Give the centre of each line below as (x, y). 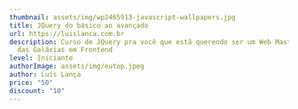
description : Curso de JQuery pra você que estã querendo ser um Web (141, 42)
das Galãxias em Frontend (65, 50)
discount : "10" (37, 91)
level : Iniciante (41, 58)
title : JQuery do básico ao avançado (79, 25)
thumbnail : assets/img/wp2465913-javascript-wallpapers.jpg (123, 17)
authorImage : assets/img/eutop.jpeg (77, 67)
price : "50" (31, 83)
